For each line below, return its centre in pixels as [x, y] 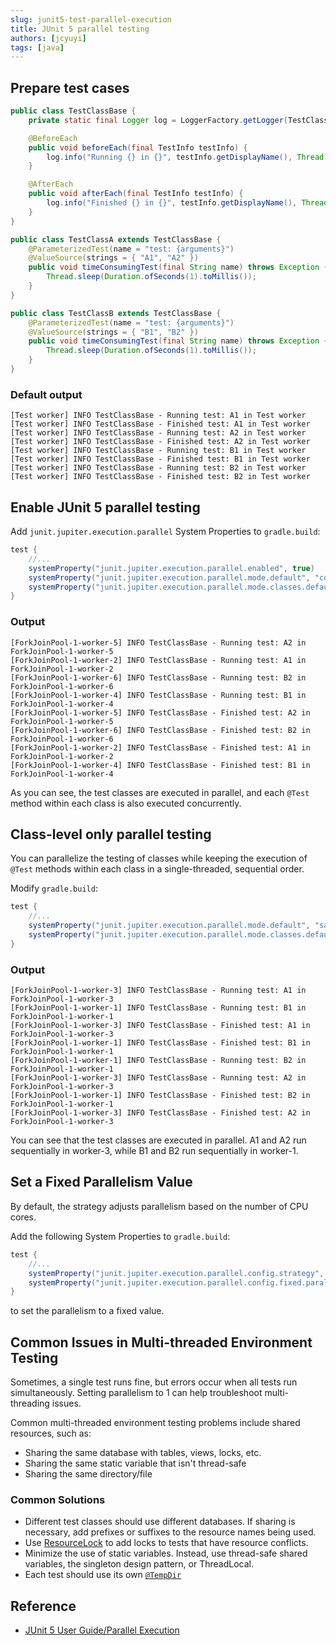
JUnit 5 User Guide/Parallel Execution [102, 1630]
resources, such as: [51, 1433]
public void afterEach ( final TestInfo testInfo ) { [136, 194]
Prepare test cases [70, 87]
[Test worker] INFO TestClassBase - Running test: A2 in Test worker [158, 433]
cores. [23, 1217]
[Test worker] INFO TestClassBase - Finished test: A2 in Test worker [160, 442]
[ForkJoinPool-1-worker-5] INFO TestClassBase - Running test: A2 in [158, 642]
